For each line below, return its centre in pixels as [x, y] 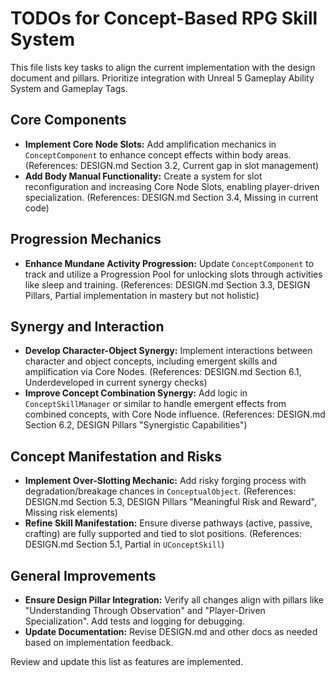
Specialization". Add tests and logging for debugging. [134, 621]
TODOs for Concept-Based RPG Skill [164, 18]
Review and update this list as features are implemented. [127, 661]
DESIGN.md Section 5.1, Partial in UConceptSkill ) [124, 544]
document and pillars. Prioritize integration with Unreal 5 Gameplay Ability [162, 78]
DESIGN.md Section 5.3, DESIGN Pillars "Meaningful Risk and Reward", [170, 502]
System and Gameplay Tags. [69, 88]
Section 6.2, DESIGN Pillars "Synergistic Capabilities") [136, 425]
